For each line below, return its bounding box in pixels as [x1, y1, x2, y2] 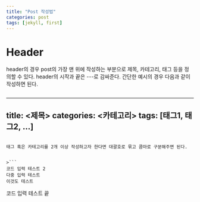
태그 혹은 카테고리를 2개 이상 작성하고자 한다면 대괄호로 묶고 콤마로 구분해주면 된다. [6, 144, 187, 150]
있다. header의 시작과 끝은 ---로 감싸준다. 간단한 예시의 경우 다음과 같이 [23, 73, 190, 80]
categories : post [6, 14, 49, 20]
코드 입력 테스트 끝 [6, 190, 49, 197]
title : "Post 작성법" [6, 8, 57, 15]
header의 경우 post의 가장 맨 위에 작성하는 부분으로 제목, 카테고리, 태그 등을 [6, 66, 183, 73]
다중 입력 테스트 [6, 172, 40, 178]
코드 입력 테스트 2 [6, 166, 46, 172]
